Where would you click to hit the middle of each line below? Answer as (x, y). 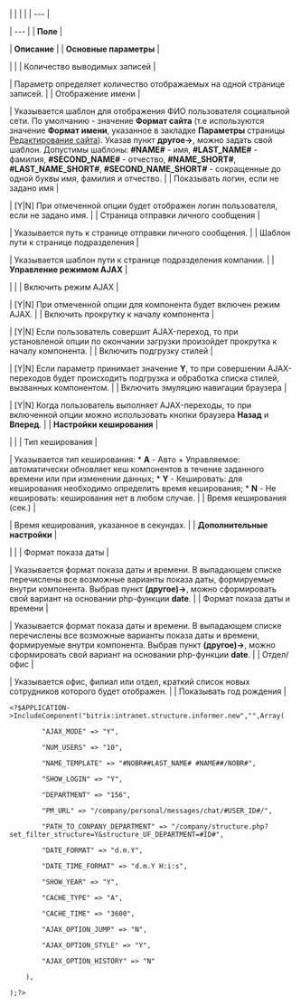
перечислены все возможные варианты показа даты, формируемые (142, 579)
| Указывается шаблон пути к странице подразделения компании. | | (142, 260)
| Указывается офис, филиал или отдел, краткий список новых (130, 682)
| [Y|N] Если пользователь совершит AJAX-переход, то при (124, 332)
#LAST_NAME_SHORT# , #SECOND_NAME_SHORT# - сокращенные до (146, 169)
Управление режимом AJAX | (69, 270)
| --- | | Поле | (36, 31)
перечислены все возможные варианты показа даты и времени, (135, 635)
